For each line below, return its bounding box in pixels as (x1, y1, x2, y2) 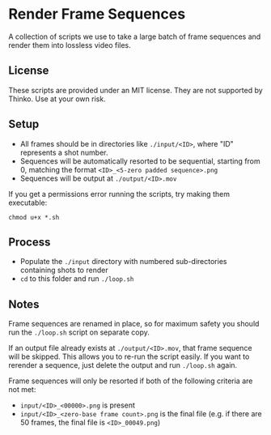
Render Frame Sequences (8, 5, 186, 23)
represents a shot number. (19, 147, 108, 157)
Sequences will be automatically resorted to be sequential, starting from (19, 156, 260, 166)
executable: (8, 198, 48, 207)
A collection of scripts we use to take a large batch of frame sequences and (8, 32, 261, 41)
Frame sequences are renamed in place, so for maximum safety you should (8, 319, 260, 329)
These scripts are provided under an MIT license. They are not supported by (8, 85, 263, 95)
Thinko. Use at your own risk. (8, 94, 107, 104)
